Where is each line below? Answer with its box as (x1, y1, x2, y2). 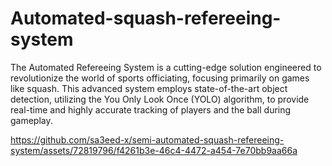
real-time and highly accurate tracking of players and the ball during (10, 103, 292, 116)
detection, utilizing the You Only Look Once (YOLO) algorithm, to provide (10, 93, 310, 105)
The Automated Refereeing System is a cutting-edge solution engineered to (10, 61, 322, 73)
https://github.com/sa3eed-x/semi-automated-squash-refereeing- (10, 133, 285, 146)
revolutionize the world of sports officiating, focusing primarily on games (10, 72, 310, 84)
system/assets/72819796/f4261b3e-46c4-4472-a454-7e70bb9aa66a (10, 144, 298, 156)
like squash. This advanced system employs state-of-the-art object (10, 82, 288, 94)
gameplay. (10, 114, 53, 126)
